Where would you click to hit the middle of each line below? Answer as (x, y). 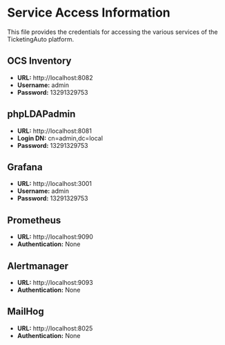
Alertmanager (38, 266)
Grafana (25, 167)
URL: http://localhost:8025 (55, 328)
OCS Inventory (39, 61)
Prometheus (34, 220)
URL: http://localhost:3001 (54, 184)
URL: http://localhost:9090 (55, 237)
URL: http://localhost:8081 (54, 131)
